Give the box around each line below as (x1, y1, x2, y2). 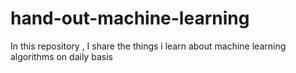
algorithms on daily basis (10, 50, 113, 62)
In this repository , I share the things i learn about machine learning (10, 40, 287, 52)
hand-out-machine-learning (10, 7, 250, 30)
